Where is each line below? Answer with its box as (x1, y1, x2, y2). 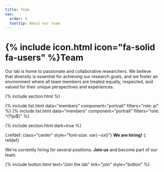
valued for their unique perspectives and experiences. (5, 84, 114, 90)
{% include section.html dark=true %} (5, 123, 82, 129)
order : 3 (9, 16, 27, 21)
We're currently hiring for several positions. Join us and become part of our (5, 147, 158, 153)
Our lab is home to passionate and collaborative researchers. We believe (5, 68, 151, 74)
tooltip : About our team (9, 21, 60, 26)
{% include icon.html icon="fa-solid (5, 42, 155, 53)
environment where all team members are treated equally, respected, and (5, 79, 153, 85)
